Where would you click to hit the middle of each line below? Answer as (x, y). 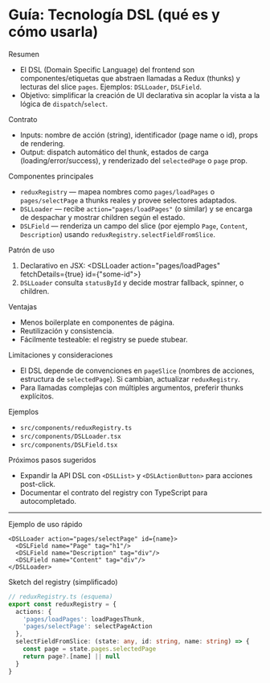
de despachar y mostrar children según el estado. (102, 217)
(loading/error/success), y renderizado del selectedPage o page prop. (133, 160)
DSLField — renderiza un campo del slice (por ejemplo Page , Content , (133, 226)
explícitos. (37, 396)
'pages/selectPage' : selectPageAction (88, 627)
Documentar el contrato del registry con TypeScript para (114, 493)
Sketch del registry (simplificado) (63, 582)
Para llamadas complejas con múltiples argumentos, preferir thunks (131, 387)
